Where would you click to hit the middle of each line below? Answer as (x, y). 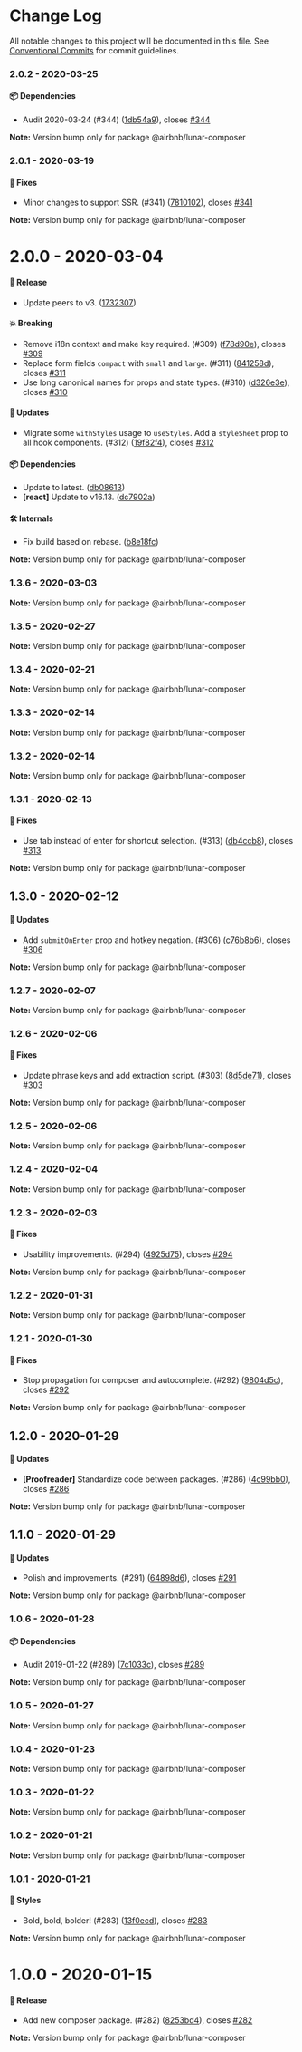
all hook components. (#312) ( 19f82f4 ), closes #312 (118, 442)
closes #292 (46, 1390)
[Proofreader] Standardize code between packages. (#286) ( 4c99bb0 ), (156, 1479)
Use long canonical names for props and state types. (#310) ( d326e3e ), (156, 382)
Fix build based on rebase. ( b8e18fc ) (90, 542)
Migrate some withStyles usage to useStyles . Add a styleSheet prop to (155, 432)
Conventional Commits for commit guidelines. (94, 50)
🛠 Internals (32, 518)
